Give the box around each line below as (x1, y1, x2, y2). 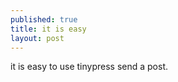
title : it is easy (10, 24, 87, 34)
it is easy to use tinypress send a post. (10, 61, 169, 73)
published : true (10, 14, 78, 25)
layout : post (10, 33, 65, 43)
